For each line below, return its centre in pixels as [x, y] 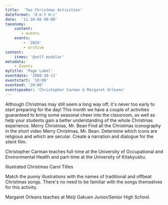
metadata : [16, 62]
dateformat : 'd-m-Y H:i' [31, 15]
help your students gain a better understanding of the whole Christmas [79, 120]
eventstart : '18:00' [27, 80]
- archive [34, 47]
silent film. [16, 141]
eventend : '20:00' [25, 85]
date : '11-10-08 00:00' [31, 19]
